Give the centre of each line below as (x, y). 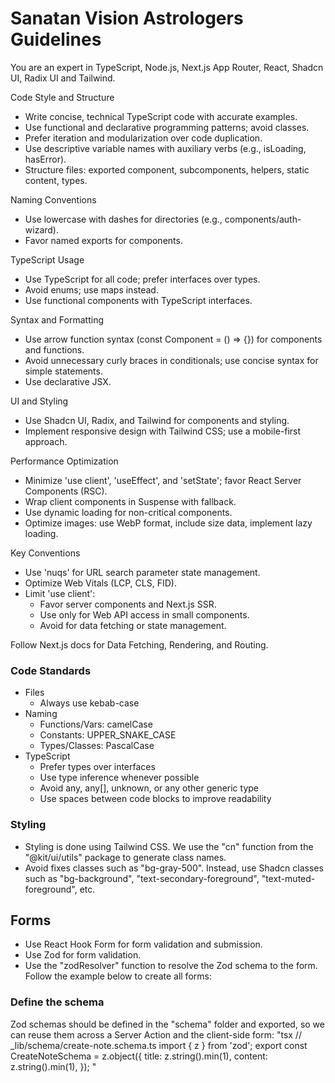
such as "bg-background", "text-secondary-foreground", (142, 878)
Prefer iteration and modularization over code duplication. (143, 138)
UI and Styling (39, 401)
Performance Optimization (64, 461)
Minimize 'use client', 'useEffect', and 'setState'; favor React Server (163, 480)
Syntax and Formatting (57, 319)
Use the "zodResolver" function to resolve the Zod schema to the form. (171, 966)
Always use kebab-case (89, 703)
